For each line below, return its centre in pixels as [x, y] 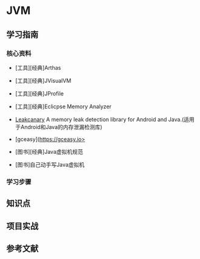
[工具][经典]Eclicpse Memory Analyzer [63, 106]
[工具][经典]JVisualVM [43, 80]
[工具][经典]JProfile [39, 93]
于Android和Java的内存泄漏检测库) [59, 127]
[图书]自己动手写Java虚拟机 [50, 164]
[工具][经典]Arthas [38, 67]
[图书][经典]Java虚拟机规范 [49, 151]
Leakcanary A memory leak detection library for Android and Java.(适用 [105, 119]
